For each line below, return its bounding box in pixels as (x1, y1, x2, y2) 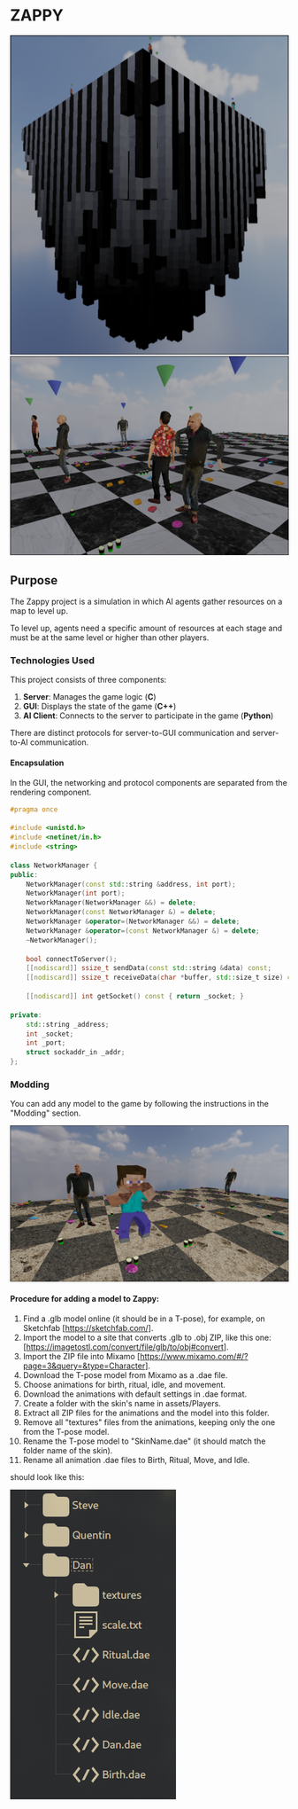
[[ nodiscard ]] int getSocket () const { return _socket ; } (26, 992, 244, 1001)
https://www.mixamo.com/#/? (139, 1351, 248, 1361)
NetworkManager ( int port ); (26, 889, 126, 898)
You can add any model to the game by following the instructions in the (10, 1099, 269, 1109)
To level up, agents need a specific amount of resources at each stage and (10, 623, 282, 634)
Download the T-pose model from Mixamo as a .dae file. (22, 1369, 228, 1380)
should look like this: (10, 1471, 85, 1482)
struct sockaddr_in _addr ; (26, 1048, 126, 1057)
